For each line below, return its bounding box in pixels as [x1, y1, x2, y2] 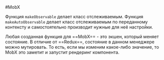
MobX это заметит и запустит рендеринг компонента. [5, 49, 120, 55]
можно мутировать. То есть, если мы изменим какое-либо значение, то [5, 44, 159, 50]
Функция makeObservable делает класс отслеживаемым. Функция [5, 14, 143, 19]
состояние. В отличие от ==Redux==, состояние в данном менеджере [5, 39, 155, 45]
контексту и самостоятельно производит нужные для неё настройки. [5, 24, 153, 30]
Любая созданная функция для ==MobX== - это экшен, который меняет [5, 34, 159, 39]
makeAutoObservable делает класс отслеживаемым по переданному [5, 19, 148, 25]
